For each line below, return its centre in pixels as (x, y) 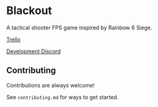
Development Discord (34, 51)
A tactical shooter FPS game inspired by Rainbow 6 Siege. (79, 28)
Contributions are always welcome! (51, 85)
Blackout (29, 11)
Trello (13, 39)
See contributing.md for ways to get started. (63, 97)
